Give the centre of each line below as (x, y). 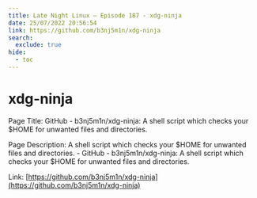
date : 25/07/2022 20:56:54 (53, 23)
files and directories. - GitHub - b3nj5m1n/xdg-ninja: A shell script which (126, 153)
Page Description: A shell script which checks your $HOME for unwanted (127, 144)
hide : (17, 52)
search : (21, 38)
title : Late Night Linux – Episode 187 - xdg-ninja (95, 15)
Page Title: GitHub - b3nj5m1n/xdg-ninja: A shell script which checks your (128, 120)
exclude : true (38, 45)
